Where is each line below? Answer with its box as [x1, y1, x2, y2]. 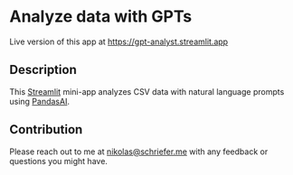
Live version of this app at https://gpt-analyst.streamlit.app [9, 36, 229, 47]
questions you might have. [9, 155, 109, 166]
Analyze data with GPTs [9, 6, 193, 27]
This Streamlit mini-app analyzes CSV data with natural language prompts [9, 86, 285, 97]
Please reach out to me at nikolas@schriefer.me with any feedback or [9, 146, 269, 157]
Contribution [9, 122, 83, 137]
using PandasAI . [9, 96, 71, 106]
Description [9, 62, 77, 78]
